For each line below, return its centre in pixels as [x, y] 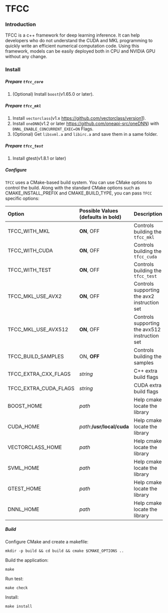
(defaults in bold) [100, 217]
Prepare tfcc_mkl [23, 105]
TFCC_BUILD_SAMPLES [36, 356]
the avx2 [144, 296]
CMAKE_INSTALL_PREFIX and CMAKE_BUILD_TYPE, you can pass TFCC [79, 193]
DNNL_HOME [23, 509]
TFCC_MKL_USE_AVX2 [35, 296]
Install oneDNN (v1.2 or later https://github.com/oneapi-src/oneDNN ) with [85, 124]
